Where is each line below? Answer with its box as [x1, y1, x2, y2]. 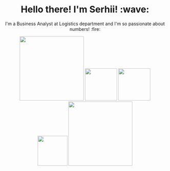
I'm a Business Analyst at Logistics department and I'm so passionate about [5, 21, 165, 27]
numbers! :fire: [69, 26, 100, 32]
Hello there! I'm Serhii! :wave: [20, 4, 150, 15]
